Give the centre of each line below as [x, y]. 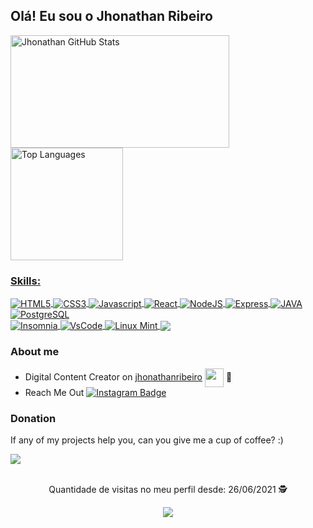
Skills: [26, 281]
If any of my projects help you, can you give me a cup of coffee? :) [147, 440]
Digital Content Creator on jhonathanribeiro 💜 [128, 376]
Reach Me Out [54, 392]
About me [35, 352]
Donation [33, 418]
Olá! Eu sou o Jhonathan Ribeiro [111, 16]
